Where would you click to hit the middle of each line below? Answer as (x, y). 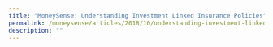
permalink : (27, 23)
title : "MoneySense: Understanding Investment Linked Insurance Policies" (138, 16)
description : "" (36, 30)
